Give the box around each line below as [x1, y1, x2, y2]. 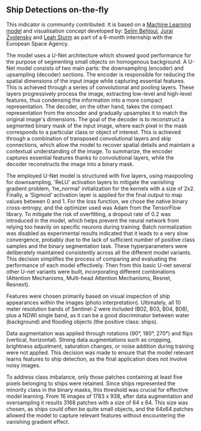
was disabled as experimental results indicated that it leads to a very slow [6, 229, 188, 237]
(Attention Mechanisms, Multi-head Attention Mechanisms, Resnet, [6, 274, 172, 282]
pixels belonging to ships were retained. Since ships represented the [6, 379, 176, 387]
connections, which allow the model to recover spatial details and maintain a [6, 141, 195, 148]
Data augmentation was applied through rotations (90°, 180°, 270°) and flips [6, 329, 193, 336]
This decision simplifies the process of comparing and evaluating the [6, 255, 177, 262]
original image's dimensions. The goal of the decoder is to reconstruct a [6, 116, 185, 123]
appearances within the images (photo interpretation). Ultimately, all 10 [6, 299, 181, 306]
